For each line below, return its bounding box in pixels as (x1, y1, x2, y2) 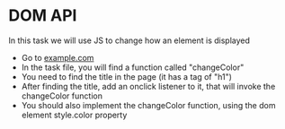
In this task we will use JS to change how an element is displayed (8, 35, 251, 46)
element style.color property (21, 109, 128, 120)
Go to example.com (21, 52, 94, 63)
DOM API (8, 5, 77, 26)
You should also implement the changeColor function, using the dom (21, 99, 276, 110)
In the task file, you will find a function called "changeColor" (21, 62, 245, 73)
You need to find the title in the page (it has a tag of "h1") (21, 71, 233, 82)
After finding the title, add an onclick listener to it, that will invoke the (21, 81, 276, 91)
